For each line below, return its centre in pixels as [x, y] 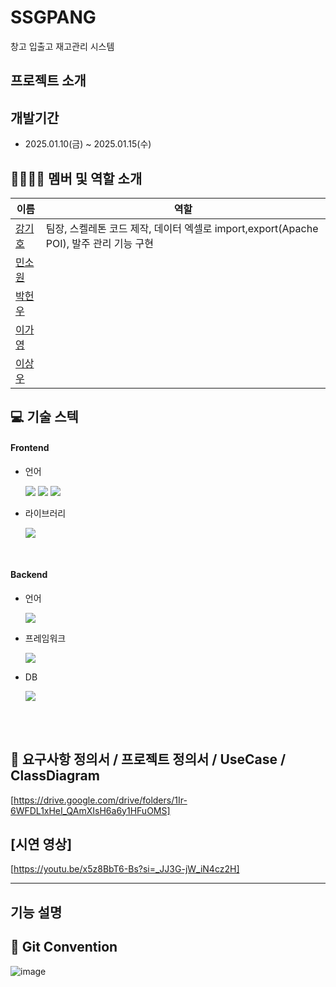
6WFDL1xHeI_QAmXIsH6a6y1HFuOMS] [90, 810]
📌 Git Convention [64, 947]
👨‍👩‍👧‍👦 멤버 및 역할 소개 [76, 178]
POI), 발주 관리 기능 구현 [99, 243]
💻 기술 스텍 [44, 417]
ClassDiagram [55, 776]
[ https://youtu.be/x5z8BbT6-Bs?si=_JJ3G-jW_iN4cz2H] [125, 869]
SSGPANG [53, 17]
